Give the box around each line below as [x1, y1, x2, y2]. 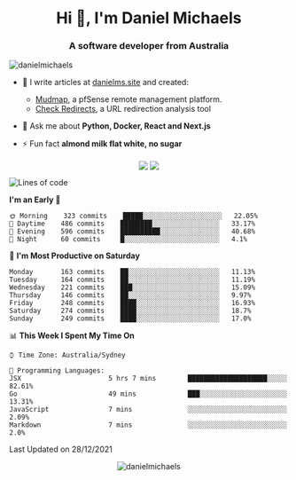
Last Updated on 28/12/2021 [9, 444, 113, 454]
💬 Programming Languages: [9, 366, 105, 375]
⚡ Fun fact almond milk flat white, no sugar [21, 138, 183, 149]
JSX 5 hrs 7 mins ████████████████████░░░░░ [9, 374, 288, 382]
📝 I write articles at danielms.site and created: [21, 77, 189, 88]
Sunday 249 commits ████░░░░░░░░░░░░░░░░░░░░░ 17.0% [9, 314, 252, 323]
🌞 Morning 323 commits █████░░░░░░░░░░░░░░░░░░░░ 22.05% [9, 211, 259, 220]
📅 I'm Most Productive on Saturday [9, 250, 140, 261]
